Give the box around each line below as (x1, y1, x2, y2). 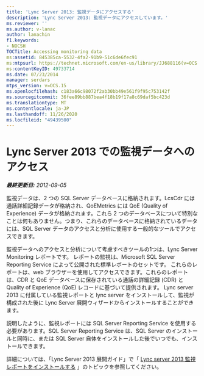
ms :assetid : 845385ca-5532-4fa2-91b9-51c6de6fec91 (6, 54, 138, 60)
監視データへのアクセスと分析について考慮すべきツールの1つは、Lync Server (6, 245, 198, 253)
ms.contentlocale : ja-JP (6, 105, 69, 112)
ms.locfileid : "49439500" (6, 117, 72, 123)
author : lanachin (6, 32, 51, 38)
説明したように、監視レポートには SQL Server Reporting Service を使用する (6, 320, 197, 327)
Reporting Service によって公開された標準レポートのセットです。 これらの (6, 261, 192, 269)
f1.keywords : (6, 37, 40, 43)
